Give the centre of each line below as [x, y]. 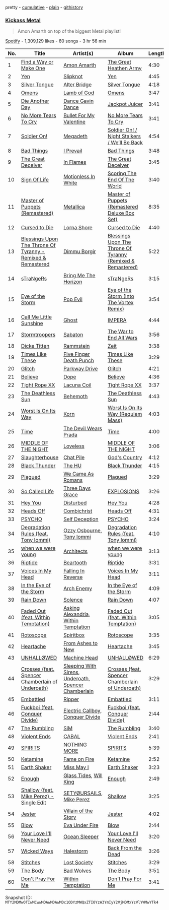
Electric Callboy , [83, 711]
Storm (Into [121, 296]
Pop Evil [73, 299]
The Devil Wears [83, 429]
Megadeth [76, 137]
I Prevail [73, 151]
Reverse [73, 577]
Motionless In [79, 177]
